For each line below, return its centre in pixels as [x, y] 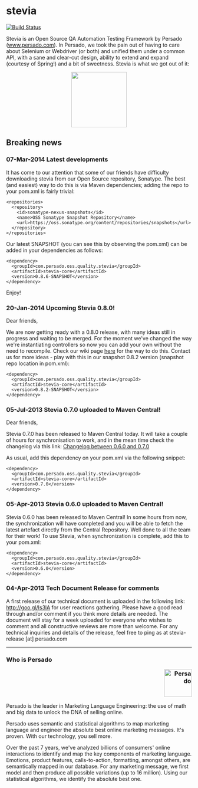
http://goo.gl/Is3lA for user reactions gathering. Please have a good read [94, 607]
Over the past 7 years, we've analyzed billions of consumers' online [88, 748]
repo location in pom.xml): [38, 363]
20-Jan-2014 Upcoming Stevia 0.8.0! [60, 308]
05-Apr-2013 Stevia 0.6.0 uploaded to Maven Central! [85, 504]
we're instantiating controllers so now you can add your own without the [94, 344]
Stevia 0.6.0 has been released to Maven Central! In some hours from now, [97, 517]
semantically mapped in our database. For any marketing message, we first [97, 766]
